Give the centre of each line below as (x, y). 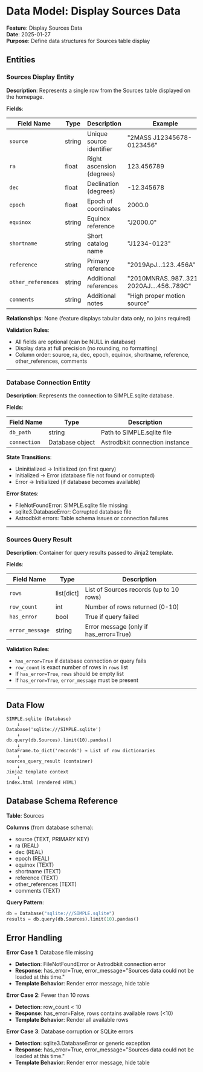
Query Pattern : (25, 902)
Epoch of (100, 201)
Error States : (22, 493)
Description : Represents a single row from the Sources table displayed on (98, 90)
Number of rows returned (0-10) (132, 607)
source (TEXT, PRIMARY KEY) (52, 839)
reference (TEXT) (37, 878)
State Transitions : (29, 457)
